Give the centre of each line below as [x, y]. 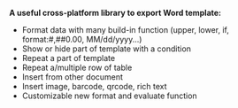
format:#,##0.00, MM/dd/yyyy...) [82, 39]
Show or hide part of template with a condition [107, 49]
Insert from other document [73, 77]
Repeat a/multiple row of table [77, 67]
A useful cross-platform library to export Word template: [115, 13]
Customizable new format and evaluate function [109, 96]
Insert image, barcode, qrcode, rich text [94, 86]
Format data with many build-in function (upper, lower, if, [126, 30]
